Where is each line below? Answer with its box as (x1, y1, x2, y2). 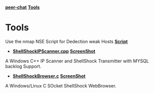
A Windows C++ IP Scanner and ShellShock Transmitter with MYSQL (5, 58, 149, 64)
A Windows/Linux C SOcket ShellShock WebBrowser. (5, 82, 117, 88)
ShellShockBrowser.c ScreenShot (12, 73, 86, 79)
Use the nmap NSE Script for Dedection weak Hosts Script (5, 38, 128, 44)
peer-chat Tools (5, 5, 40, 10)
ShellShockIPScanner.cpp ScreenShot (12, 48, 95, 54)
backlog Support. (5, 63, 42, 69)
